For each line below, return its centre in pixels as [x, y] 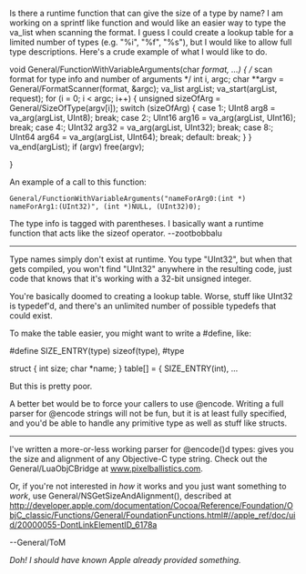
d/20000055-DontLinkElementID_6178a [83, 525]
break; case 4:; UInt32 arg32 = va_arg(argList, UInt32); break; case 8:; [142, 127]
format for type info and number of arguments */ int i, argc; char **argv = [147, 79]
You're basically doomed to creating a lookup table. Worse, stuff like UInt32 [151, 296]
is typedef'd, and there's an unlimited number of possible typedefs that [143, 306]
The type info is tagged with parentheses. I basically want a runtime [137, 223]
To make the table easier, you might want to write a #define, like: [131, 333]
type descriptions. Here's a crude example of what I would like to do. [138, 52]
